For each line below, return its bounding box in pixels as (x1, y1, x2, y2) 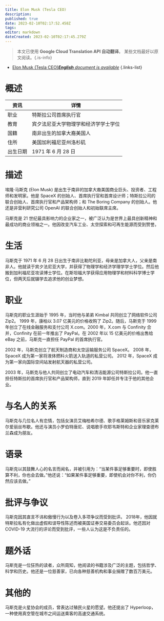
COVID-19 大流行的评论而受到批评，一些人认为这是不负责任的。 (5, 526, 133, 532)
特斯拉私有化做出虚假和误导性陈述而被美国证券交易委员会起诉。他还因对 (5, 520, 150, 526)
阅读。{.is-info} (21, 54, 52, 60)
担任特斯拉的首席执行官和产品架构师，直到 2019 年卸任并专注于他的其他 (5, 375, 150, 381)
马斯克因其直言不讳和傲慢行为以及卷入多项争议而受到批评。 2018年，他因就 (5, 514, 157, 520)
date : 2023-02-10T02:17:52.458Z (5, 21, 71, 26)
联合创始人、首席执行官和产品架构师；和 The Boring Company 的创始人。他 (5, 199, 157, 204)
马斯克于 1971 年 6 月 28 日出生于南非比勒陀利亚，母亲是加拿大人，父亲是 (5, 257, 153, 263)
